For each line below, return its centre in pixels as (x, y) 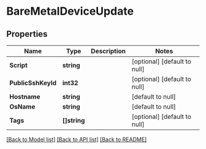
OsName (22, 107)
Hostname (25, 97)
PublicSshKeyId (33, 83)
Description (109, 51)
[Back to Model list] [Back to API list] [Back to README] (77, 139)
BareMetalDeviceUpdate (70, 11)
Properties (27, 34)
